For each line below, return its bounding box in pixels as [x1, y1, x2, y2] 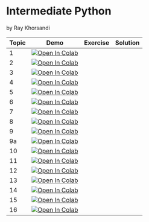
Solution [115, 38, 140, 46]
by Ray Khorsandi [6, 24, 50, 31]
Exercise [84, 38, 110, 46]
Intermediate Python [6, 4, 112, 18]
